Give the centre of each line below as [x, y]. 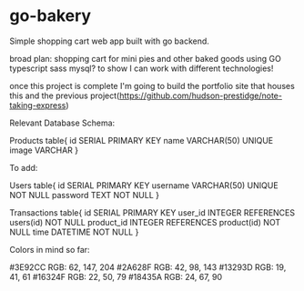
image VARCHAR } [44, 150]
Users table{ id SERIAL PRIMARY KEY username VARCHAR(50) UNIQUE [144, 185]
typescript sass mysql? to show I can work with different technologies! [142, 68]
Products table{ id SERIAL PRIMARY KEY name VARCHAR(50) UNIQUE [142, 140]
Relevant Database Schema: [62, 123]
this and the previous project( [65, 95]
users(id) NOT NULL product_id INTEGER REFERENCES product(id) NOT [145, 222]
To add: [24, 167]
